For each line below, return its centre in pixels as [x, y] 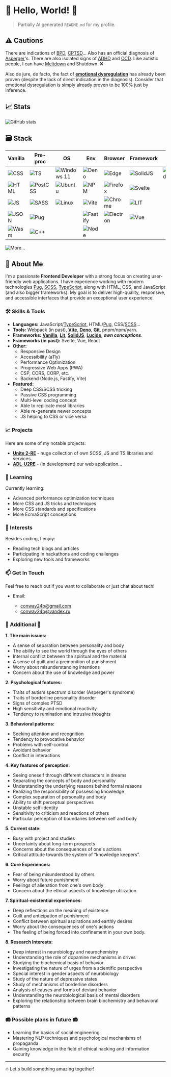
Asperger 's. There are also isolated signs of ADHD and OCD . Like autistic [82, 58]
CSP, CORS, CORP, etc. [45, 373]
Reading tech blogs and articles [46, 548]
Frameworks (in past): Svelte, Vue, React [56, 341]
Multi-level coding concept [49, 400]
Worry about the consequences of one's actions [63, 926]
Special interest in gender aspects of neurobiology [66, 973]
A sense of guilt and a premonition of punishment [64, 661]
